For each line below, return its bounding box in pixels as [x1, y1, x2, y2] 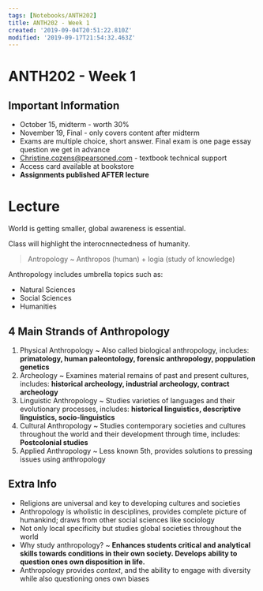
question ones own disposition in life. [19, 557, 145, 567]
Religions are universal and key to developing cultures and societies [19, 498, 241, 507]
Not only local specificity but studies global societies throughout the [19, 523, 242, 533]
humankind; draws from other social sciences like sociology [19, 514, 215, 525]
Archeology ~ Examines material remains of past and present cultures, [19, 371, 250, 380]
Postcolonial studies [19, 438, 88, 447]
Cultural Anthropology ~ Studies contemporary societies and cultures [19, 421, 246, 430]
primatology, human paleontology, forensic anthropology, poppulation [19, 354, 256, 363]
